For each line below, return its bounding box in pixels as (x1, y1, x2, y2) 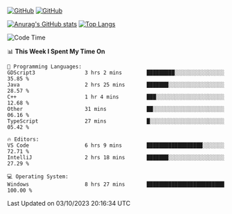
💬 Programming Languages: (7, 63, 82, 70)
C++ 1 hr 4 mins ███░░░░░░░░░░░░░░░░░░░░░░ (7, 93, 225, 100)
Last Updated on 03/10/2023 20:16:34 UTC (7, 199, 131, 207)
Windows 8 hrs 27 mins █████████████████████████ (7, 181, 225, 188)
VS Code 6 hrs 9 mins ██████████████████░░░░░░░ (7, 142, 225, 149)
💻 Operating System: (7, 173, 69, 180)
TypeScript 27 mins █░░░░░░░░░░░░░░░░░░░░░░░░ (7, 118, 225, 125)
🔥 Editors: (7, 136, 39, 143)
